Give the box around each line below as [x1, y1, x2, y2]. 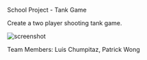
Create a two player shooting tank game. [7, 19, 122, 27]
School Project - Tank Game [7, 6, 87, 14]
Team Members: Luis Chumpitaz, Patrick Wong [7, 46, 141, 53]
